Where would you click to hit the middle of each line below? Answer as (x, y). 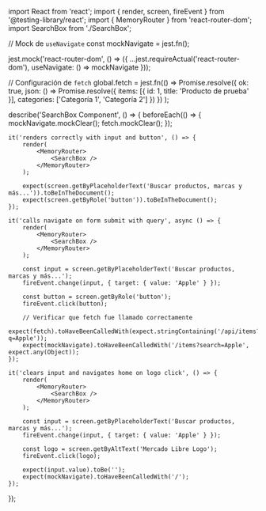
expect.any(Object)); (44, 352)
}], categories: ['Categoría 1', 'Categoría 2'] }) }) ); (89, 99)
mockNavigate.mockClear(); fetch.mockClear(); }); (90, 123)
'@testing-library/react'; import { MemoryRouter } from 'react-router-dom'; (130, 20)
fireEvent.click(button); (65, 304)
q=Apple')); (28, 339)
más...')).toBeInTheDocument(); (61, 193)
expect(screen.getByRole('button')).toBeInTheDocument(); (120, 200)
